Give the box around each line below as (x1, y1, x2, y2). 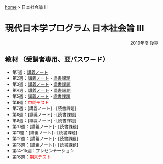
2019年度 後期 (130, 40, 159, 45)
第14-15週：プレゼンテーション (12, 148, 74, 153)
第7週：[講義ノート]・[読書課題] (12, 105, 77, 111)
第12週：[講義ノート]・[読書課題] (12, 135, 79, 141)
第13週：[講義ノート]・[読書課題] (12, 142, 79, 148)
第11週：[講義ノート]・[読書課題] (12, 130, 78, 135)
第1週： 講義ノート (12, 69, 49, 75)
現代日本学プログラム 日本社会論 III (5, 23, 145, 34)
